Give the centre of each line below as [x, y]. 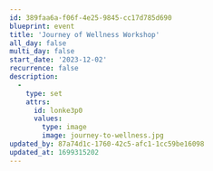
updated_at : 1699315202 [54, 152]
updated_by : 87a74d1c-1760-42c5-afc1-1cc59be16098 [107, 144]
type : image [65, 128]
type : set [44, 93]
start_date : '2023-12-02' [58, 60]
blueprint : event [42, 26]
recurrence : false [44, 69]
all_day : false [38, 43]
